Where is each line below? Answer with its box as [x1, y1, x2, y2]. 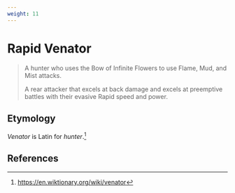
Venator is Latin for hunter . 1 [7, 131, 87, 141]
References [7, 152, 59, 165]
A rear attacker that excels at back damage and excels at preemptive [24, 85, 223, 93]
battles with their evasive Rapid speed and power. [24, 92, 168, 100]
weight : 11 [7, 10, 39, 18]
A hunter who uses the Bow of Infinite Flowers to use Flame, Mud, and [24, 64, 227, 72]
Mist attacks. [24, 71, 62, 79]
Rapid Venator [7, 40, 92, 56]
